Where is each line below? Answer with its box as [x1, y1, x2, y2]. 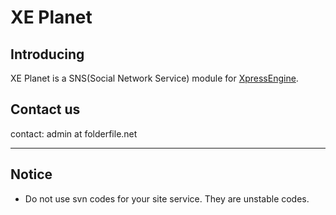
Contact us [10, 101, 81, 118]
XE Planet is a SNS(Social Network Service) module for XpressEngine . [10, 72, 299, 84]
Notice [10, 166, 53, 183]
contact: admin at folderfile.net [10, 127, 138, 140]
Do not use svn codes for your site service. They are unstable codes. [24, 192, 310, 205]
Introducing [10, 46, 85, 63]
